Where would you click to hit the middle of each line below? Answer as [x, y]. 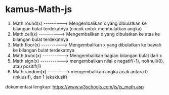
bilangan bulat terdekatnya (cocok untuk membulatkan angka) [77, 28]
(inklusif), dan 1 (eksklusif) [40, 77]
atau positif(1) [27, 66]
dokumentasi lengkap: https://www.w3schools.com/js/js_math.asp [75, 86]
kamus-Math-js [39, 9]
